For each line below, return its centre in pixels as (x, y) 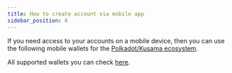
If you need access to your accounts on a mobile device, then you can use (116, 40)
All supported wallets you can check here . (69, 62)
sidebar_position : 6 (38, 21)
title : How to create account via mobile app (76, 14)
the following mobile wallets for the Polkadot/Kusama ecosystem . (103, 48)
